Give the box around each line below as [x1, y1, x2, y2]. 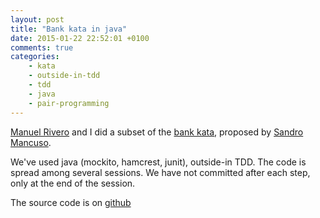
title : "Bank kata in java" [10, 24, 128, 34]
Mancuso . [10, 136, 52, 148]
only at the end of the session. [10, 177, 136, 189]
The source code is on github [10, 196, 132, 208]
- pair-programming [28, 98, 110, 108]
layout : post [10, 14, 65, 25]
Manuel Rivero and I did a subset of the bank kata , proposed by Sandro [10, 126, 304, 138]
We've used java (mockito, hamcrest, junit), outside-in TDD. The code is [10, 156, 307, 168]
